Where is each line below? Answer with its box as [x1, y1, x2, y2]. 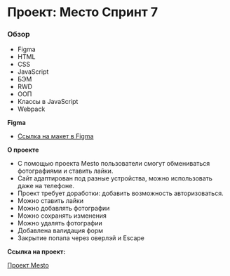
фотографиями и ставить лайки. [17, 166, 114, 176]
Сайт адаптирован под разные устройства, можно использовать [17, 174, 212, 183]
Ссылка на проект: [7, 247, 66, 256]
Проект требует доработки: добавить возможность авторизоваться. [17, 189, 224, 197]
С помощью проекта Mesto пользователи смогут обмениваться [17, 159, 210, 168]
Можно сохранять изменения [17, 211, 107, 220]
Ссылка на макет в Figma [17, 132, 94, 140]
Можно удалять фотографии [17, 219, 103, 228]
